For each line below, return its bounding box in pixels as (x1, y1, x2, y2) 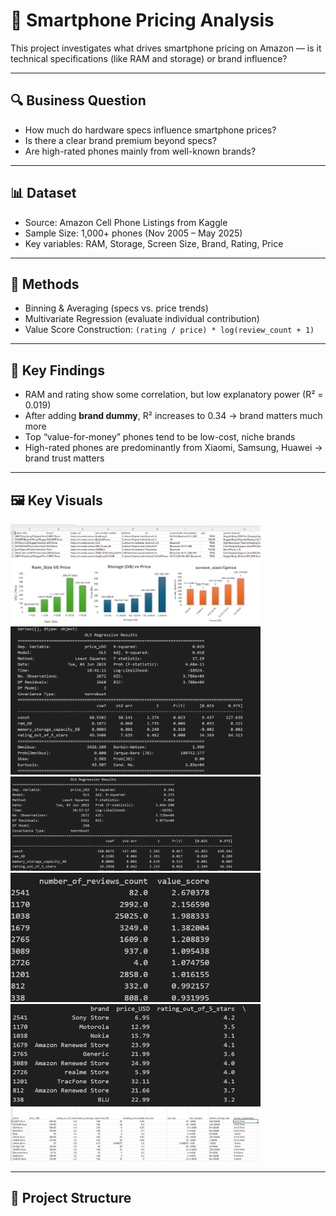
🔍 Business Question (10, 92, 147, 109)
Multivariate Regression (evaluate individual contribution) (24, 313, 260, 325)
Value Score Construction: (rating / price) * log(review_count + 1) (24, 324, 315, 336)
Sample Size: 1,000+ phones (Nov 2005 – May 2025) (24, 227, 243, 239)
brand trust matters (24, 452, 105, 464)
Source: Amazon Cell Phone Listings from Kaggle (24, 216, 228, 228)
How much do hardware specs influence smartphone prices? (24, 124, 277, 136)
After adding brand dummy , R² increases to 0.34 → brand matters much (24, 410, 323, 422)
